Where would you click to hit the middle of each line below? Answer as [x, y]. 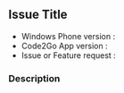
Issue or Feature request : [69, 55]
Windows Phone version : [68, 36]
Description [34, 78]
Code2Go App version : [64, 46]
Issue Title [38, 15]
